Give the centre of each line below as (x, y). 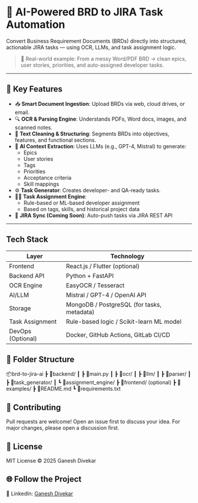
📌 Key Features (34, 89)
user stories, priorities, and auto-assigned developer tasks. (92, 65)
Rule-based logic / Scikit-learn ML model (123, 322)
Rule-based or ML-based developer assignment (82, 203)
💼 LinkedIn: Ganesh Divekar (40, 494)
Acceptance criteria (47, 177)
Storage (20, 308)
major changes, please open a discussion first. (63, 428)
